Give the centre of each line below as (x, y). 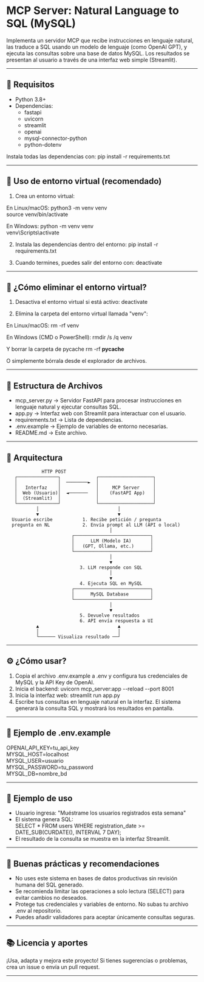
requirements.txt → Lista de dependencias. (69, 420)
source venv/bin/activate (37, 214)
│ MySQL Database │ (112, 594)
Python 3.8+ (31, 99)
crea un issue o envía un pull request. (53, 967)
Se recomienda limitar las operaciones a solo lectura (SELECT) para (100, 891)
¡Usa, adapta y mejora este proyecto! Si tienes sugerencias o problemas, (97, 961)
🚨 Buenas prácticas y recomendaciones (83, 864)
